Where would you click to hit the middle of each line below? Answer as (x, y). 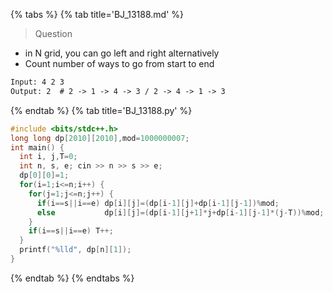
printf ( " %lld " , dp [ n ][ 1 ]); (75, 250)
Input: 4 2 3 (37, 82)
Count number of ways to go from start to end (119, 63)
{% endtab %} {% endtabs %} (72, 278)
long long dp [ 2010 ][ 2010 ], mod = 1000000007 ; (100, 138)
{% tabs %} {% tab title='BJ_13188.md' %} (97, 14)
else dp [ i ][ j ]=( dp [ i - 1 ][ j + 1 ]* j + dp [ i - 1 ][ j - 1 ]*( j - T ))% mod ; (180, 212)
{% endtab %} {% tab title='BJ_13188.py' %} (101, 110)
